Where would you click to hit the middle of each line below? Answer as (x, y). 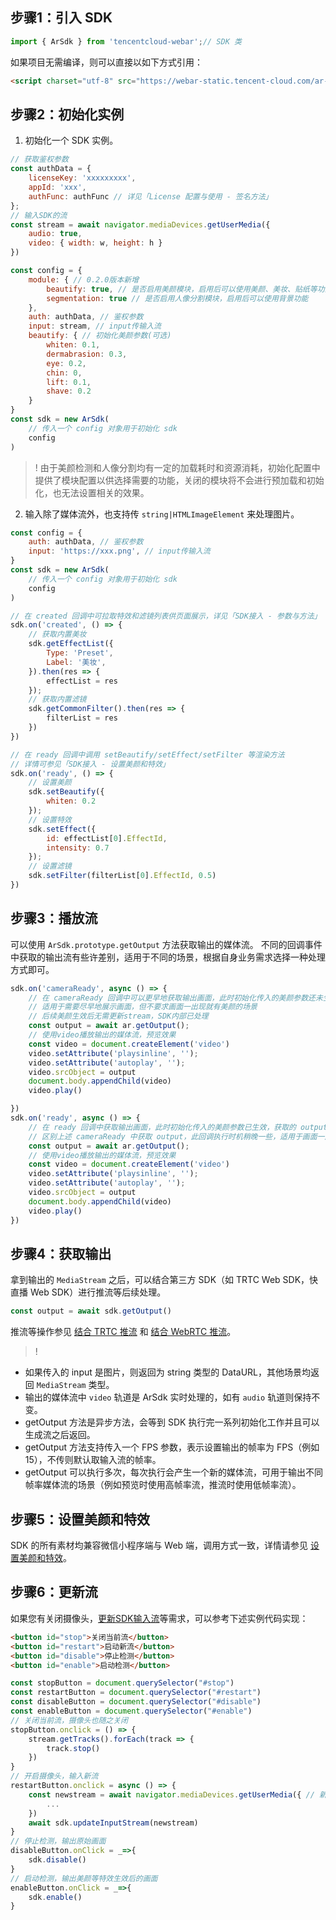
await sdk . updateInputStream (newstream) (113, 1823)
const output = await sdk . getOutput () (91, 1311)
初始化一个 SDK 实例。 (71, 140)
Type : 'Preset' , (80, 653)
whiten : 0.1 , (73, 345)
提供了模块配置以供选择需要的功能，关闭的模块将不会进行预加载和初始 (179, 480)
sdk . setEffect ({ (62, 829)
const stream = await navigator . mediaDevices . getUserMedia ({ (140, 224)
